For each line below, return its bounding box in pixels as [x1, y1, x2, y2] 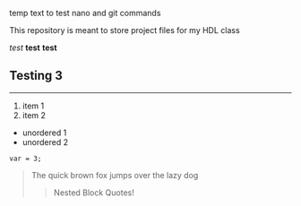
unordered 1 [21, 127, 67, 138]
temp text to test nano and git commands [9, 8, 161, 18]
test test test [9, 42, 57, 53]
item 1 [21, 100, 45, 111]
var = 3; [9, 154, 42, 163]
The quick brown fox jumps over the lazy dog [30, 169, 199, 180]
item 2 [21, 109, 47, 120]
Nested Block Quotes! [53, 187, 134, 198]
